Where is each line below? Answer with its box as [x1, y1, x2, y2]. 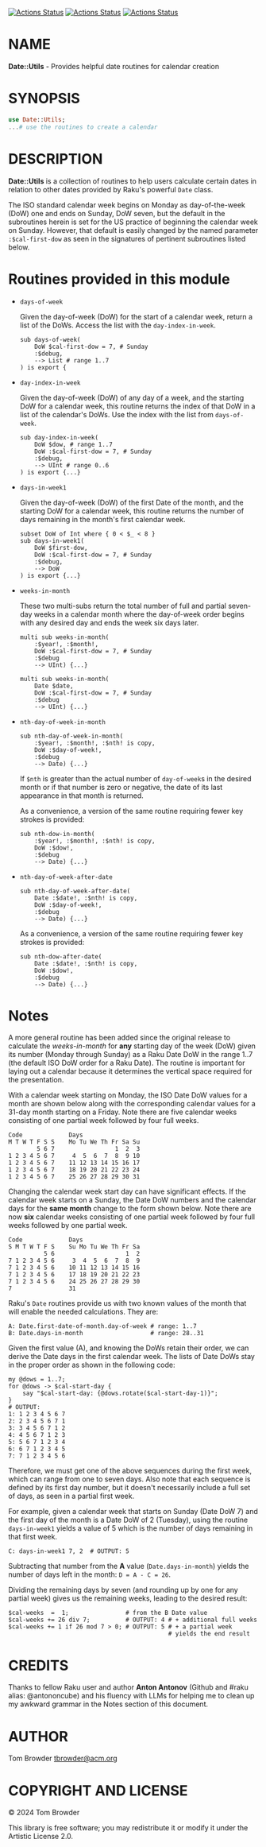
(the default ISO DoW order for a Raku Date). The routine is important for [8, 1058, 245, 1068]
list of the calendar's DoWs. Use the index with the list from [19, 409, 214, 419]
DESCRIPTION [8, 149, 103, 168]
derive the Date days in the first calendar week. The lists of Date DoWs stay [8, 1352, 256, 1361]
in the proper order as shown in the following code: [8, 1360, 175, 1370]
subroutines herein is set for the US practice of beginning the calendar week [8, 217, 258, 227]
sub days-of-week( [19, 335, 81, 343]
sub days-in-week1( [19, 536, 85, 544]
